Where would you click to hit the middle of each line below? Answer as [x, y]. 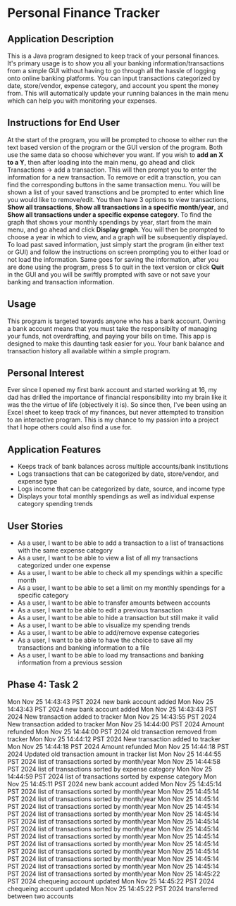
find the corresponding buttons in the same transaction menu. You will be [114, 184]
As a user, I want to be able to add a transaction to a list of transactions [120, 543]
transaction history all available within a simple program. [89, 351]
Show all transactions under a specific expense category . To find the [110, 214]
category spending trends [55, 504]
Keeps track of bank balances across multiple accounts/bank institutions [123, 467]
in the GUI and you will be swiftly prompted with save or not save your [109, 274]
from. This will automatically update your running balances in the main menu [118, 93]
